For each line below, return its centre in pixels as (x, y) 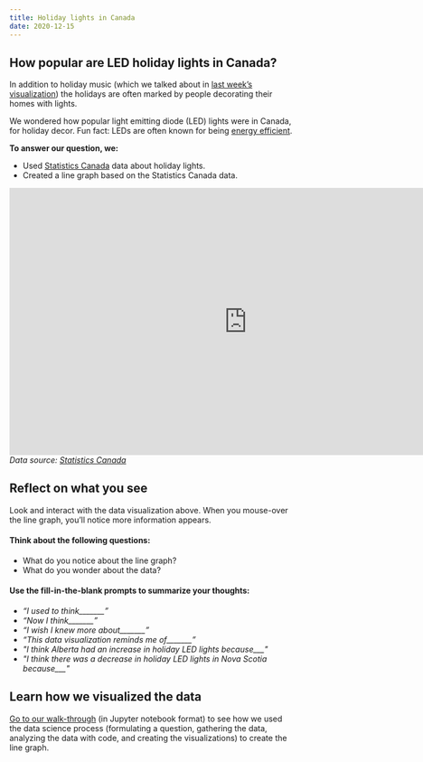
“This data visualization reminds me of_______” (109, 640)
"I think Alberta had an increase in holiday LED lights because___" (145, 649)
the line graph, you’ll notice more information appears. (110, 520)
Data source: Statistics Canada (68, 460)
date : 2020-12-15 (42, 26)
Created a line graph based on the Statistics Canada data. (130, 175)
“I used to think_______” (65, 611)
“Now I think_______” (60, 621)
